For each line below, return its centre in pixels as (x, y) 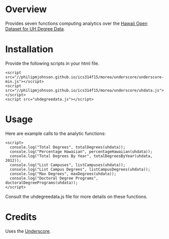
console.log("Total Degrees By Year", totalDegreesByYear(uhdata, (81, 156)
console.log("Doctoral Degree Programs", (54, 178)
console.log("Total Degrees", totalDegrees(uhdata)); (68, 147)
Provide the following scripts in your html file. (52, 63)
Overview (26, 9)
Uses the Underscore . (28, 231)
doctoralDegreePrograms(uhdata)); (42, 183)
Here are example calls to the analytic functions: (56, 133)
